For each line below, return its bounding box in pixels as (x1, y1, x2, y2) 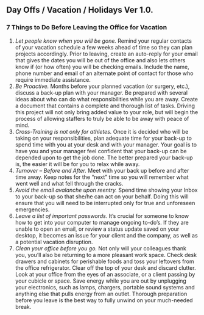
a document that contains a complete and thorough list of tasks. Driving (15, 102, 195, 109)
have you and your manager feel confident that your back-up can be (15, 147, 187, 154)
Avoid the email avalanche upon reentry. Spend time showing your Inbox (15, 186, 198, 194)
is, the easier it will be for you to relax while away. (15, 160, 140, 167)
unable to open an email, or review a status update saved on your (15, 225, 180, 233)
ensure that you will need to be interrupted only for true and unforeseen (15, 199, 195, 206)
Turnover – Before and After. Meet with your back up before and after (15, 167, 189, 174)
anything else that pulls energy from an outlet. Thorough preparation (15, 290, 188, 297)
